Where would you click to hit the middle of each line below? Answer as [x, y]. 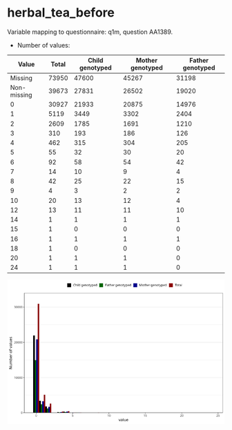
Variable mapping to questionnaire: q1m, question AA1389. [90, 32]
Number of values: [43, 45]
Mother [146, 61]
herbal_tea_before [61, 13]
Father [199, 61]
